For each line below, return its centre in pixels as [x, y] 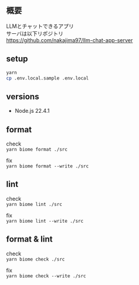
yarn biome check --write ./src [46, 276]
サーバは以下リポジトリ [35, 33]
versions [23, 96]
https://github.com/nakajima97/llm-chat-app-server [69, 40]
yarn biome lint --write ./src [45, 221]
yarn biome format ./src [37, 150]
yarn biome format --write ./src [48, 166]
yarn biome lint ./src [34, 204]
